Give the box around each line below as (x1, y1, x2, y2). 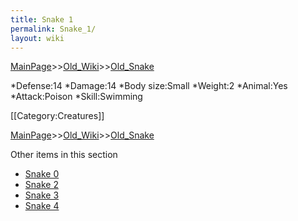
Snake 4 (24, 200, 60, 212)
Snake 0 (24, 168, 60, 180)
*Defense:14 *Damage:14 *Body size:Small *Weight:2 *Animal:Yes (10, 80, 288, 92)
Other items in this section (10, 149, 118, 161)
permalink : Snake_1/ (10, 24, 97, 34)
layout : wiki (10, 33, 65, 43)
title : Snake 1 (10, 14, 74, 25)
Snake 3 (24, 189, 60, 201)
